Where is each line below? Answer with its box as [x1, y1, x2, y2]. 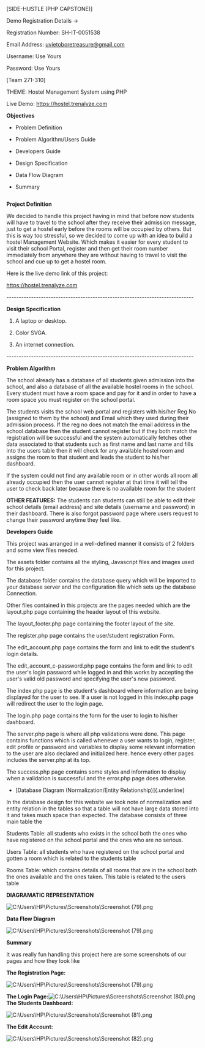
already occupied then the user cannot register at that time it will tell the [6, 478, 188, 486]
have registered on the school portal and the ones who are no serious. [6, 836, 184, 843]
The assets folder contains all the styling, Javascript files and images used [6, 559, 195, 565]
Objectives [6, 112, 35, 119]
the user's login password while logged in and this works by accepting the [6, 669, 194, 676]
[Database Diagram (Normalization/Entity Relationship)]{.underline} [15, 786, 185, 794]
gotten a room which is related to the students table [6, 854, 136, 862]
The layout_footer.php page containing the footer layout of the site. [6, 620, 175, 627]
